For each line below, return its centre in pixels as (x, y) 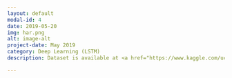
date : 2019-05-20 (32, 26)
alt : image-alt (29, 39)
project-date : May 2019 (41, 45)
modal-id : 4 (24, 20)
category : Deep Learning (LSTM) (54, 52)
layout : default (30, 13)
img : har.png (26, 32)
